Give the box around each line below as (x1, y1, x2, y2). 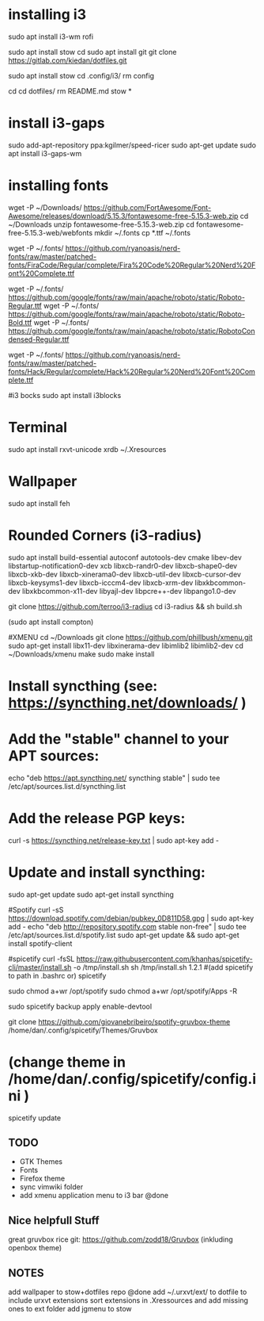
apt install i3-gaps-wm (8, 148, 82, 158)
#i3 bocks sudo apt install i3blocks (8, 390, 122, 400)
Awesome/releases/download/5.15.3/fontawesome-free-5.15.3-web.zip (8, 211, 239, 220)
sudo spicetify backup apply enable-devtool (8, 1001, 153, 1011)
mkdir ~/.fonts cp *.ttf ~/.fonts (94, 228, 191, 237)
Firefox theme (19, 1174, 66, 1183)
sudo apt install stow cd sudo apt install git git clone (8, 47, 177, 56)
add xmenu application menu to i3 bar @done (19, 1191, 169, 1200)
